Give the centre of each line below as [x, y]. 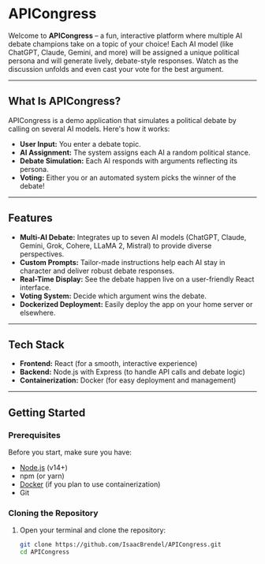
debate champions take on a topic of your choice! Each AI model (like [121, 43]
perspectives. [42, 254]
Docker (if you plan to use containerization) [90, 484]
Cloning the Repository [53, 513]
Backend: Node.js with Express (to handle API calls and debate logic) [132, 372]
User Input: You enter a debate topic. [80, 144]
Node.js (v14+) [44, 468]
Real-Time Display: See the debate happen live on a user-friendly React [137, 279]
